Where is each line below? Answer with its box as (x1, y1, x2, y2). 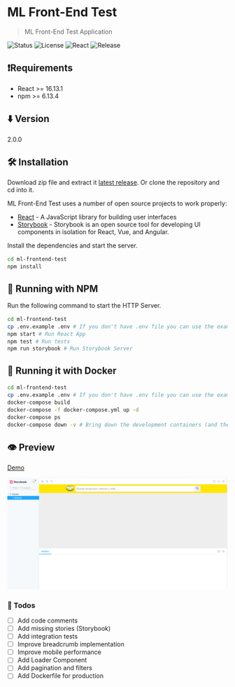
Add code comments (17, 616, 78, 625)
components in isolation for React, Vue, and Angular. (17, 228, 169, 236)
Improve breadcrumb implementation (17, 640, 124, 648)
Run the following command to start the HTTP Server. (7, 301, 162, 309)
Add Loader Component (17, 656, 87, 665)
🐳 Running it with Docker (7, 365, 117, 376)
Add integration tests (17, 632, 78, 641)
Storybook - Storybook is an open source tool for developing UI (17, 220, 201, 229)
